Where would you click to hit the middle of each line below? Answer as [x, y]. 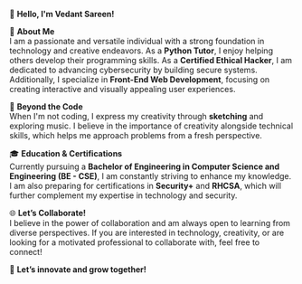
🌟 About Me [32, 31]
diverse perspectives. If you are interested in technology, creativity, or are [147, 232]
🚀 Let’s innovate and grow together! [78, 270]
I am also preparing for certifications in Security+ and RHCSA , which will [146, 186]
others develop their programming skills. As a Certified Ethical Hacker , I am [151, 60]
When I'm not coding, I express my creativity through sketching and [137, 116]
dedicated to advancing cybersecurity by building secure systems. [133, 70]
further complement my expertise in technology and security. [123, 195]
